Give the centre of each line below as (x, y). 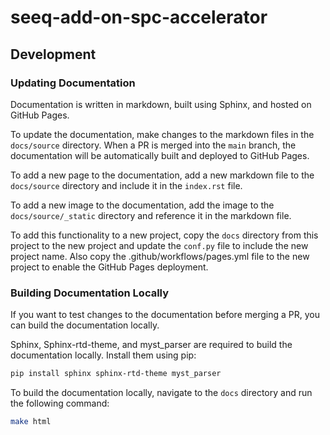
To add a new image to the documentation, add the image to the (142, 205)
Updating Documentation (73, 83)
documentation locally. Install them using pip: (103, 355)
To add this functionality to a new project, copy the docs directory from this (164, 235)
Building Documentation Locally (90, 293)
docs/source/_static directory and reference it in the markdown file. (151, 215)
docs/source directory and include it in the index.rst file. (126, 185)
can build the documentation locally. (85, 325)
